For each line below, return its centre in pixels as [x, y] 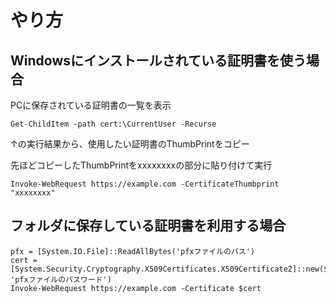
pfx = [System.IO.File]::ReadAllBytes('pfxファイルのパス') [133, 251]
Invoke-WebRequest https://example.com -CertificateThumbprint [145, 184]
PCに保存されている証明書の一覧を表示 [91, 105]
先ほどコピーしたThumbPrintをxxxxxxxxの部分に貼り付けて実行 [141, 165]
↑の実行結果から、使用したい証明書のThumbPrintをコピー [130, 144]
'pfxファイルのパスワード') [61, 279]
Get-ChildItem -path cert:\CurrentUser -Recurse [113, 124]
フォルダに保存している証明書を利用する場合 [148, 226]
